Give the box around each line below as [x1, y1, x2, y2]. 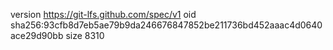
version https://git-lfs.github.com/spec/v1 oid [10, 9, 197, 20]
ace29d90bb [10, 30, 64, 41]
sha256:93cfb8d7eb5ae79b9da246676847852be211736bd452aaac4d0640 [10, 19, 323, 31]
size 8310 [65, 30, 105, 41]
